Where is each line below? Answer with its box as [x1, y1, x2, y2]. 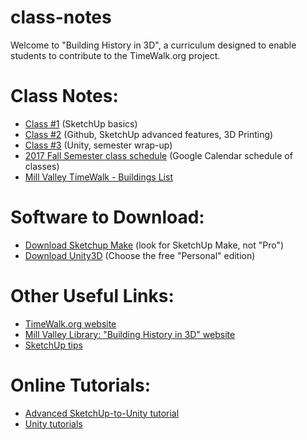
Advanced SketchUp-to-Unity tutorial [24, 407, 180, 419]
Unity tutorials [24, 417, 83, 430]
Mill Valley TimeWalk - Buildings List [24, 171, 173, 183]
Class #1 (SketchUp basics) [24, 117, 138, 130]
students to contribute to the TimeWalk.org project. [10, 49, 221, 61]
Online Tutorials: [10, 374, 152, 396]
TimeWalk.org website [24, 317, 117, 330]
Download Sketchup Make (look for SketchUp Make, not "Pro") [24, 239, 285, 251]
